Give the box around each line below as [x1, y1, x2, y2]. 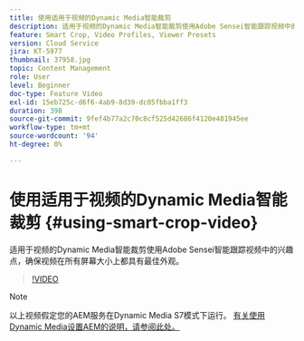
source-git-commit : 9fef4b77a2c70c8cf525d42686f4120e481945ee [9, 114, 249, 123]
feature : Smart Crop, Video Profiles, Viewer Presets [9, 30, 217, 39]
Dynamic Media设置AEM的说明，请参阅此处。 [9, 321, 181, 332]
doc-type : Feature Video [9, 89, 103, 98]
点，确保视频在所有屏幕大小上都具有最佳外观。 [9, 255, 184, 266]
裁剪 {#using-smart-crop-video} [9, 212, 259, 232]
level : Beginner [9, 81, 71, 90]
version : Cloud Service [9, 38, 100, 48]
